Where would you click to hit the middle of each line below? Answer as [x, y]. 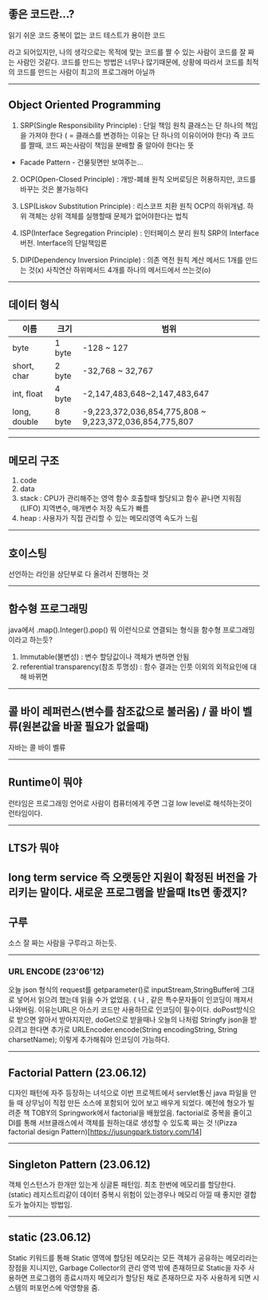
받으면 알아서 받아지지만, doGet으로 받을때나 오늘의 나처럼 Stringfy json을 [132, 1020]
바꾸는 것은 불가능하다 [54, 189]
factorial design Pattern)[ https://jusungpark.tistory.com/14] [105, 1132]
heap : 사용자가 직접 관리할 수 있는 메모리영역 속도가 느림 [108, 518]
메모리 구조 [34, 461]
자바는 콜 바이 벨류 [37, 747]
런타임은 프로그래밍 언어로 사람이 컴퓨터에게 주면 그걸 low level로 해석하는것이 [130, 803]
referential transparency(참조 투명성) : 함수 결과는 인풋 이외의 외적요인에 [134, 666]
